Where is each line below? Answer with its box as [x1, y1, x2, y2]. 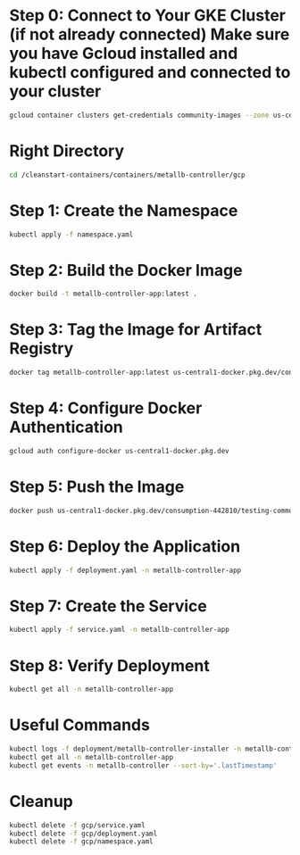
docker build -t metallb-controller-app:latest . [9, 289, 198, 299]
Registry [9, 338, 74, 359]
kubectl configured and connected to [9, 62, 291, 83]
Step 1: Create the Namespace [9, 200, 238, 220]
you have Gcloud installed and [9, 44, 238, 63]
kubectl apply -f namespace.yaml [9, 229, 134, 239]
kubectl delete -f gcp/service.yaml [9, 820, 146, 830]
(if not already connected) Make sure [9, 24, 290, 45]
